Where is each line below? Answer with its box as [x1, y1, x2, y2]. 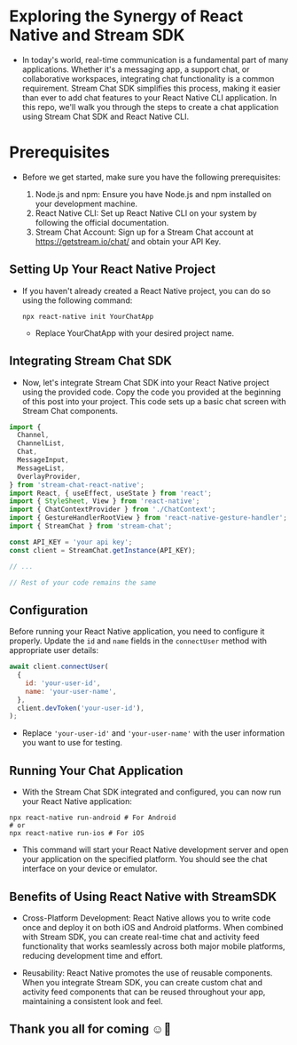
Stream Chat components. [21, 405, 118, 416]
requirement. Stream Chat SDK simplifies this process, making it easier [21, 83, 281, 93]
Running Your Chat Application [9, 762, 184, 778]
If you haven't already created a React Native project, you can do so [21, 285, 271, 296]
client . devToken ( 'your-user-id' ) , [17, 704, 145, 713]
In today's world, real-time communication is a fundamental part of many [21, 54, 289, 65]
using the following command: [21, 295, 133, 306]
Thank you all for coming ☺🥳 [9, 1022, 172, 1037]
